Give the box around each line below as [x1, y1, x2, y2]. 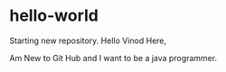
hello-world [9, 5, 99, 26]
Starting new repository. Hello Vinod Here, [9, 35, 167, 46]
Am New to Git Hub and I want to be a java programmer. [9, 52, 218, 63]
